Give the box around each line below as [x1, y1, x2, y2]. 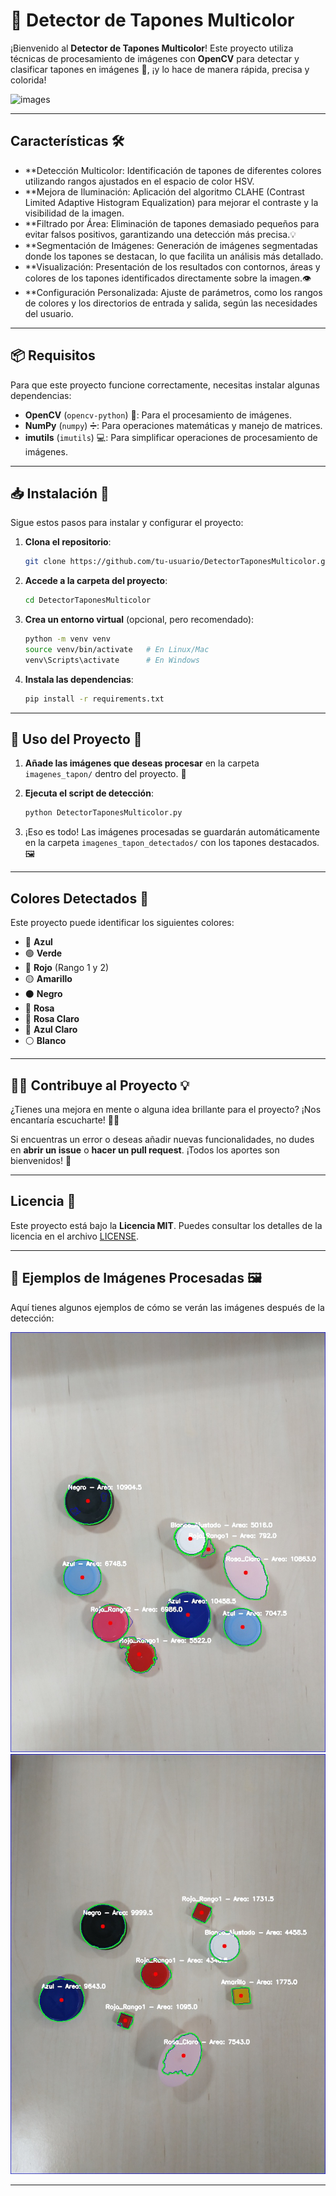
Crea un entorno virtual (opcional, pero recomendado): [24, 614, 255, 626]
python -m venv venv [24, 634, 111, 644]
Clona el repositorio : [24, 536, 112, 548]
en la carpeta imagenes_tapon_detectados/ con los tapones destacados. [24, 837, 320, 849]
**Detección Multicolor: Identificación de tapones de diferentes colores [24, 164, 322, 176]
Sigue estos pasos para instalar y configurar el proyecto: [10, 517, 244, 529]
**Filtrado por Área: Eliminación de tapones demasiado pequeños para [24, 217, 320, 229]
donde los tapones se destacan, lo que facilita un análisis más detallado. [24, 250, 324, 262]
